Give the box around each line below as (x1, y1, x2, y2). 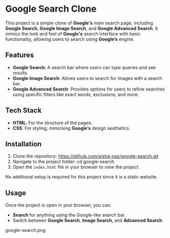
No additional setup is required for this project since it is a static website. (5, 174, 158, 180)
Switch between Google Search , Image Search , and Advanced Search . (12, 217, 164, 224)
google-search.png (5, 227, 46, 233)
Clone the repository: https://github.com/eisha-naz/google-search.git (12, 153, 159, 159)
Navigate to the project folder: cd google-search (12, 159, 115, 165)
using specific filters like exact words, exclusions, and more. (12, 91, 139, 97)
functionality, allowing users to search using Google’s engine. (5, 36, 135, 42)
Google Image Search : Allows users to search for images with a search (12, 75, 162, 81)
